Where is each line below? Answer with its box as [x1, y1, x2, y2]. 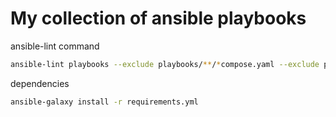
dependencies [10, 77, 70, 89]
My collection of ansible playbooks [10, 7, 307, 30]
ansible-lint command [10, 40, 100, 52]
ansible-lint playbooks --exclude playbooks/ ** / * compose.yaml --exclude [10, 59, 320, 69]
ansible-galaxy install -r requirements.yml [10, 97, 199, 107]
